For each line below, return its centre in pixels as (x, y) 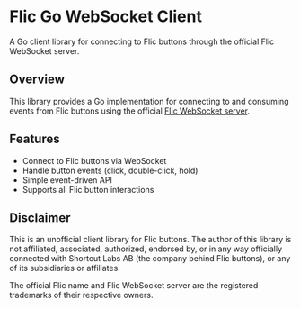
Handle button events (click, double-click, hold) (110, 170)
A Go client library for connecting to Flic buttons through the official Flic (142, 41)
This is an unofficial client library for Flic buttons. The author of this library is (150, 240)
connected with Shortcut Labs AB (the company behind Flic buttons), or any (150, 259)
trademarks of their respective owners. (81, 295)
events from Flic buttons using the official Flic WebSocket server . (129, 111)
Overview (37, 80)
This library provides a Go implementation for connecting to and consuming (149, 101)
